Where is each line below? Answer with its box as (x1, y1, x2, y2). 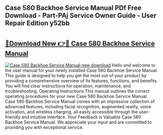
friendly (5, 114, 21, 120)
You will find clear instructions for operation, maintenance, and (5, 83, 131, 89)
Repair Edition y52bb (5, 19, 70, 27)
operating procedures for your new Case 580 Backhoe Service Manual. (5, 94, 148, 99)
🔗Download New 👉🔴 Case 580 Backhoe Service (5, 39, 155, 48)
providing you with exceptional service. (5, 124, 84, 130)
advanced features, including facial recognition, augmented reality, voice (5, 104, 151, 109)
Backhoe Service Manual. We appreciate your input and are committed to (5, 119, 152, 125)
